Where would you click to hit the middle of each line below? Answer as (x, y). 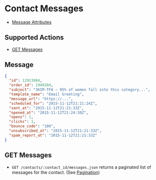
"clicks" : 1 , (22, 122)
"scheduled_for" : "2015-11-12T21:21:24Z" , (53, 103)
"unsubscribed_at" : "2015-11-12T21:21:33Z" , (55, 131)
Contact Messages (44, 9)
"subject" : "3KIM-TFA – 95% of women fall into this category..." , (80, 90)
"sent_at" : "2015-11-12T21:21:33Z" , (47, 108)
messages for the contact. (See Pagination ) (56, 172)
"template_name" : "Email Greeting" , (47, 94)
